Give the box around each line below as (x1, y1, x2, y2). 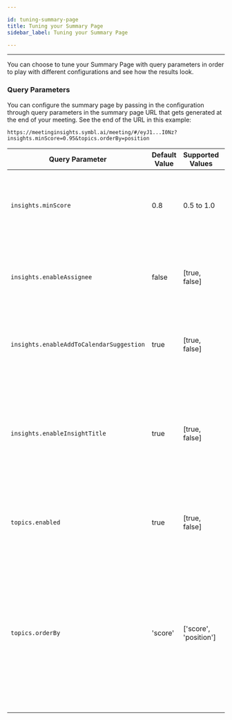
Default (151, 150, 177, 160)
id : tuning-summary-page (7, 16, 79, 23)
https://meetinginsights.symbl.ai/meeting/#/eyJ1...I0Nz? (7, 129, 177, 135)
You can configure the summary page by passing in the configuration (7, 101, 205, 109)
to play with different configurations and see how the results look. (7, 68, 194, 76)
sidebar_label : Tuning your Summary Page (7, 29, 128, 36)
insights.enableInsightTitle (10, 429, 106, 437)
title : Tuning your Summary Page (7, 22, 104, 30)
